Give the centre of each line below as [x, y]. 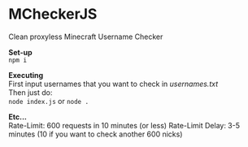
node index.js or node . [49, 101]
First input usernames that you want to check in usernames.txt [113, 84]
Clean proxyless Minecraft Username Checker [86, 37]
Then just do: [30, 92]
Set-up [20, 52]
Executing [26, 75]
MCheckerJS [53, 14]
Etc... [17, 117]
